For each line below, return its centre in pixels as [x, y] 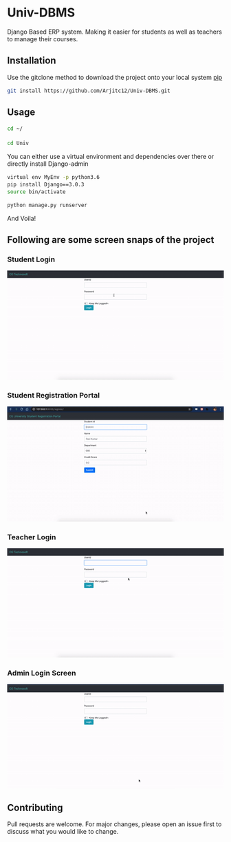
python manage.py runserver [47, 205]
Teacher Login [32, 537]
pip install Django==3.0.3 [46, 184]
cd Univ [18, 143]
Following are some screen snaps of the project [111, 240]
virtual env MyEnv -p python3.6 [53, 177]
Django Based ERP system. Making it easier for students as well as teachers [114, 32]
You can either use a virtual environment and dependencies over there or [111, 157]
